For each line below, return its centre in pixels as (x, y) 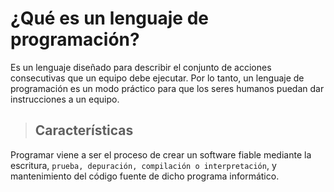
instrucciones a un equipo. (65, 99)
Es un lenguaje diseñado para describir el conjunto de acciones (141, 67)
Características (84, 130)
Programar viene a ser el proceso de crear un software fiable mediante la (161, 154)
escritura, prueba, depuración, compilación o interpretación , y (143, 165)
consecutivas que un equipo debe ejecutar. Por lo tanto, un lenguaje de (157, 78)
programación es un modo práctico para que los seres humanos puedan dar (167, 88)
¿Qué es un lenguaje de (109, 18)
